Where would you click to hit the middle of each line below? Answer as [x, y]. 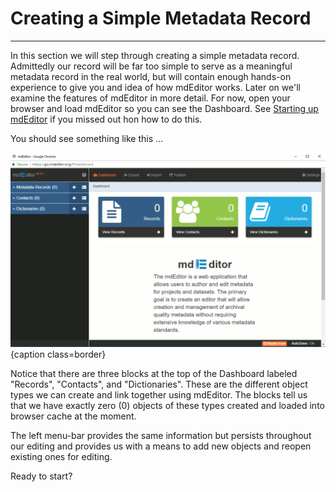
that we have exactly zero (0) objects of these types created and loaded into [167, 405]
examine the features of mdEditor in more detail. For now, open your [150, 98]
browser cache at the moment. [73, 416]
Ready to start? [41, 476]
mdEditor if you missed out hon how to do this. [106, 119]
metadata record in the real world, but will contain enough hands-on [151, 76]
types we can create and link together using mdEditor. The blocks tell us [159, 395]
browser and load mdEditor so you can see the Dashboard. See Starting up [164, 108]
